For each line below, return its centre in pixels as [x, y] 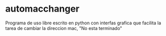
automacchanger [43, 9]
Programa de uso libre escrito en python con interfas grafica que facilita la [83, 23]
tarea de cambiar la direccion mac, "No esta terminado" [64, 28]
